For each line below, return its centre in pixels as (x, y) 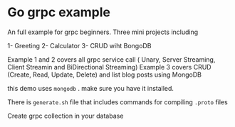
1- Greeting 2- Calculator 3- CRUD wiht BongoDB (79, 45)
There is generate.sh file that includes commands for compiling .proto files (117, 102)
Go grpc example (59, 12)
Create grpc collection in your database (66, 116)
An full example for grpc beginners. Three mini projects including (103, 32)
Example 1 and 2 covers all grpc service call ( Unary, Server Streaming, (111, 59)
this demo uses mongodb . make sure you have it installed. (91, 88)
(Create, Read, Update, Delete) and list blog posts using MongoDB (104, 74)
